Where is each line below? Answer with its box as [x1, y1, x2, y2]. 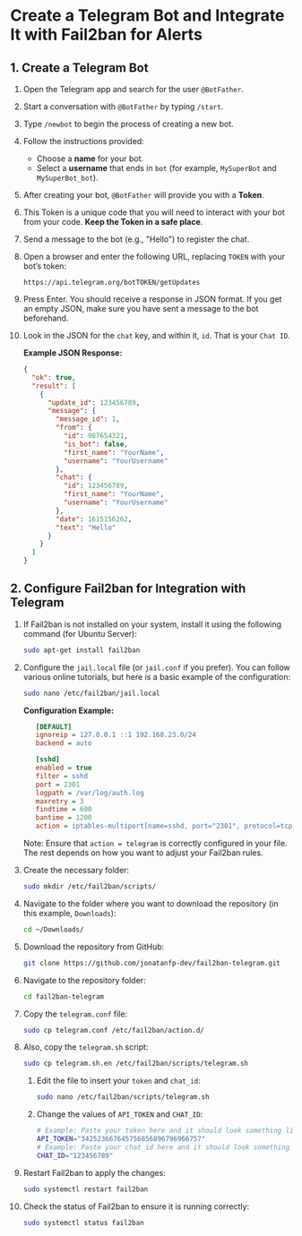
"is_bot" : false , [63, 440, 128, 449]
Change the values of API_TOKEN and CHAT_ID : [36, 1109, 203, 1120]
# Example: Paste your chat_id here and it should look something [36, 1143, 290, 1152]
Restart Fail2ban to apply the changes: [22, 1167, 167, 1178]
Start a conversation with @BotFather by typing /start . [22, 101, 224, 112]
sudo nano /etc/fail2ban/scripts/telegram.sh [36, 1093, 210, 1102]
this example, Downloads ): [22, 907, 116, 918]
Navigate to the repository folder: [22, 974, 146, 985]
